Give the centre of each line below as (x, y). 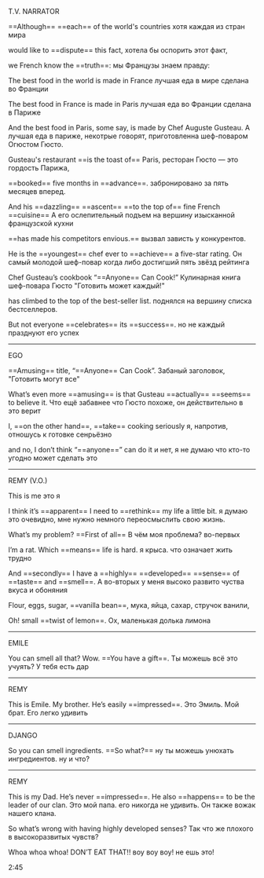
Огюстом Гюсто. (36, 144)
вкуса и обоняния (38, 590)
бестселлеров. (33, 309)
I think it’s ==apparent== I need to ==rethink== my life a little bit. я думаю (128, 511)
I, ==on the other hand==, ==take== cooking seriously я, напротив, (118, 426)
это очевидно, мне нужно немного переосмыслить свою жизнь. (117, 519)
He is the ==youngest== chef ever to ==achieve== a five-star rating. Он (125, 254)
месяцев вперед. (37, 191)
